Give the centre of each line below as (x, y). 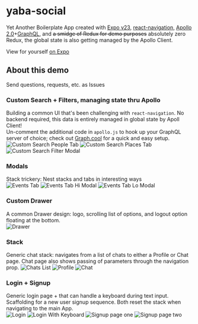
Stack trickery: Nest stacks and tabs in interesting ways (74, 179)
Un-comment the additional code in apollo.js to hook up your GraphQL (94, 132)
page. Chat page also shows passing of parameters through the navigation (97, 261)
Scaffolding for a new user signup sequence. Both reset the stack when (94, 302)
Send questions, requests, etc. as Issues (55, 84)
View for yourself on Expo (38, 51)
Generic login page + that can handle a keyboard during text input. (87, 296)
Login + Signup (28, 282)
